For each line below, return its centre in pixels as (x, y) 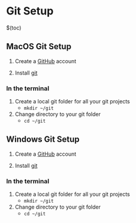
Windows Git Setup (43, 139)
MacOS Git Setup (39, 47)
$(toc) (14, 28)
